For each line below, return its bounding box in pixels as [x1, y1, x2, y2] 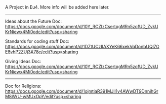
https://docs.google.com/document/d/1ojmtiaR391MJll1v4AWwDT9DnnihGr [5, 88, 159, 94]
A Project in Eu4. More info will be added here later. [5, 4, 110, 10]
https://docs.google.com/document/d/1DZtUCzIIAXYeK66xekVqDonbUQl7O [5, 44, 160, 49]
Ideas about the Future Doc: [5, 18, 62, 24]
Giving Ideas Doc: [5, 59, 41, 64]
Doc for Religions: [5, 83, 41, 89]
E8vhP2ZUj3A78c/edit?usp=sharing [5, 49, 78, 55]
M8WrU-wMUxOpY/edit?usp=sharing [5, 94, 82, 99]
